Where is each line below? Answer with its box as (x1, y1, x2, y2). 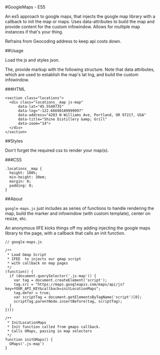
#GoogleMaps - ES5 (5, 4, 46, 10)
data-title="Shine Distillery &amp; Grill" (17, 117, 108, 122)
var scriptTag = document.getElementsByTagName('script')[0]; (14, 295, 142, 300)
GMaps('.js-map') (9, 341, 45, 346)
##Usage (5, 48, 24, 53)
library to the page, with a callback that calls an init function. (5, 230, 126, 236)
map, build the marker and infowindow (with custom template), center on (5, 210, 151, 216)
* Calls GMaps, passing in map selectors (7, 329, 92, 334)
